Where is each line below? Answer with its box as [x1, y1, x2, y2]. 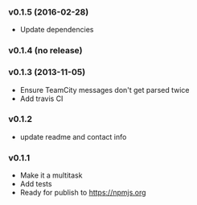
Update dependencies [19, 25, 94, 35]
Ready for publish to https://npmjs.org [19, 188, 146, 198]
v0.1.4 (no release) [8, 45, 83, 56]
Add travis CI [19, 94, 64, 103]
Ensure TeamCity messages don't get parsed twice [19, 85, 190, 94]
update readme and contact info [19, 132, 127, 141]
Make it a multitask [19, 170, 83, 180]
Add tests [19, 179, 52, 189]
